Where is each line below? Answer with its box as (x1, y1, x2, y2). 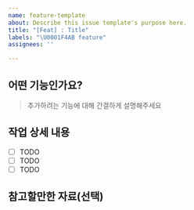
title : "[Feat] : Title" (8, 26, 89, 34)
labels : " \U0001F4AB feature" (8, 33, 107, 42)
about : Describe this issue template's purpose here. (8, 19, 188, 27)
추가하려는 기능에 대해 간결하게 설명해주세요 (27, 100, 162, 110)
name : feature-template (8, 11, 86, 20)
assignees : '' (8, 41, 55, 49)
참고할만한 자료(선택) (8, 190, 104, 204)
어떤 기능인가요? (8, 78, 83, 92)
